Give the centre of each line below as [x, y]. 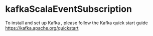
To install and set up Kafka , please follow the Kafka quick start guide [76, 23]
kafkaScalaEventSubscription [68, 9]
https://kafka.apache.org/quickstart [42, 28]
